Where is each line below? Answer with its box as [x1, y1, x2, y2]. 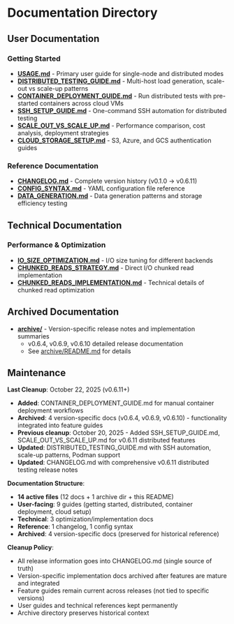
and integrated [17, 579, 60, 588]
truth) [17, 564, 34, 573]
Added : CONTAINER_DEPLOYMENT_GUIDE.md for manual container [17, 399, 214, 408]
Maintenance [7, 367, 66, 379]
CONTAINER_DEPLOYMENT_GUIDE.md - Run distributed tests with [17, 91, 212, 100]
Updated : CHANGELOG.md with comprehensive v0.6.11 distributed [17, 459, 210, 467]
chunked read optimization [17, 285, 95, 294]
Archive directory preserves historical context [17, 609, 149, 617]
